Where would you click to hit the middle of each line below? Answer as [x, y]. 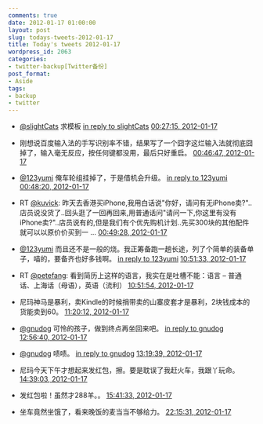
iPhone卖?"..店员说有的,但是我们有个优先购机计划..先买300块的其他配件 [134, 223]
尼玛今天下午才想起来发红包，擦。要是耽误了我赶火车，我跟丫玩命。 [129, 371]
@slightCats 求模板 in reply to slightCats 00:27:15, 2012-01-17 [118, 126]
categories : [27, 60]
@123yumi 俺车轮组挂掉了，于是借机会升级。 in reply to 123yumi [123, 178]
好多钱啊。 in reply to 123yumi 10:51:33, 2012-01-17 [164, 259]
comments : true [33, 15]
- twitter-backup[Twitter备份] [58, 67]
